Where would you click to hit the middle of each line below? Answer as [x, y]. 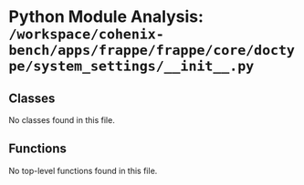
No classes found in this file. [62, 120]
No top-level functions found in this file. [83, 170]
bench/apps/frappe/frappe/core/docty [152, 51]
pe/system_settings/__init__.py [131, 66]
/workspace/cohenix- [87, 34]
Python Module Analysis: [106, 17]
